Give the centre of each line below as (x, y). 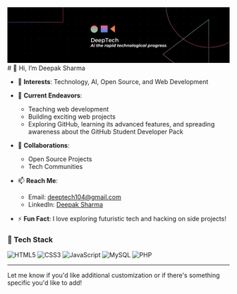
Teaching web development (68, 109)
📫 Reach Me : (38, 181)
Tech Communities (55, 166)
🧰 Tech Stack (30, 240)
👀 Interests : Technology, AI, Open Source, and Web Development (113, 82)
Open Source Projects (60, 159)
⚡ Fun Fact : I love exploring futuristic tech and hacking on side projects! (122, 219)
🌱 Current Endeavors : (50, 95)
